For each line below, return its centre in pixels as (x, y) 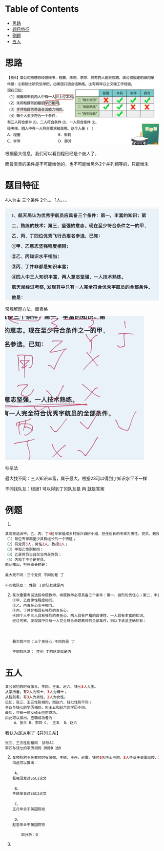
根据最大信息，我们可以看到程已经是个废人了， (52, 153)
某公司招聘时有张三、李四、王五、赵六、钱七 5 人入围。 (52, 687)
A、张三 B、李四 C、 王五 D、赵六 (45, 723)
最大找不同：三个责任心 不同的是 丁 (43, 641)
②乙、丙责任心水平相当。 (34, 605)
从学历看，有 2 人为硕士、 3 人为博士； (36, 692)
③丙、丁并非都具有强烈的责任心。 (41, 611)
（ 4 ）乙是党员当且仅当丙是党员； (33, 554)
